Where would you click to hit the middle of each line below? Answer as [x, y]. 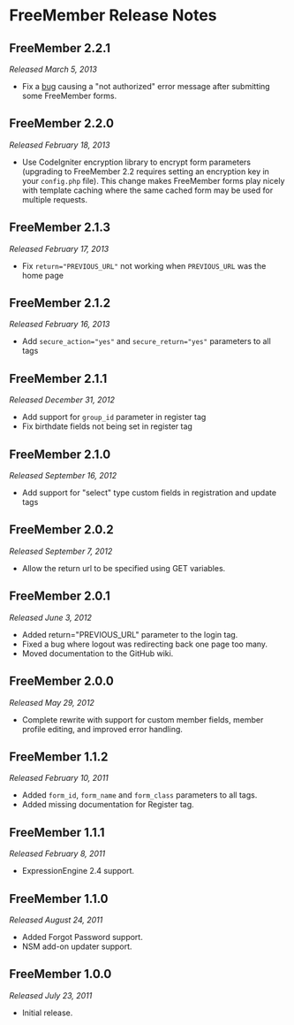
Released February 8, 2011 [57, 853]
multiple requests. [55, 199]
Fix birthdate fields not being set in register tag [107, 426]
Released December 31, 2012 [62, 400]
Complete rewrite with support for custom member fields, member [143, 719]
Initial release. [47, 1013]
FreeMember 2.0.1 [60, 597]
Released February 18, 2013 [60, 145]
